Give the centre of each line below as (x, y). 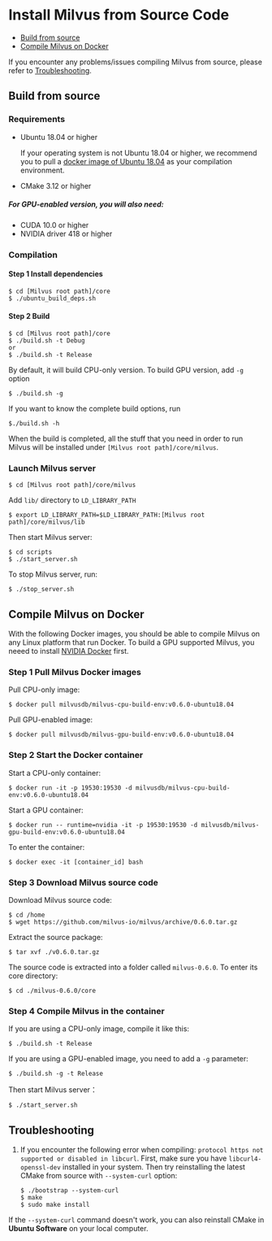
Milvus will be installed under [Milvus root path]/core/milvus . (114, 447)
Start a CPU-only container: (55, 773)
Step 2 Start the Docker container (76, 755)
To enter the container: (47, 847)
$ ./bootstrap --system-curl (69, 1191)
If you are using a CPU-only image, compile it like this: (99, 1029)
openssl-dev (40, 1168)
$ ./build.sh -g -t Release (56, 1074)
